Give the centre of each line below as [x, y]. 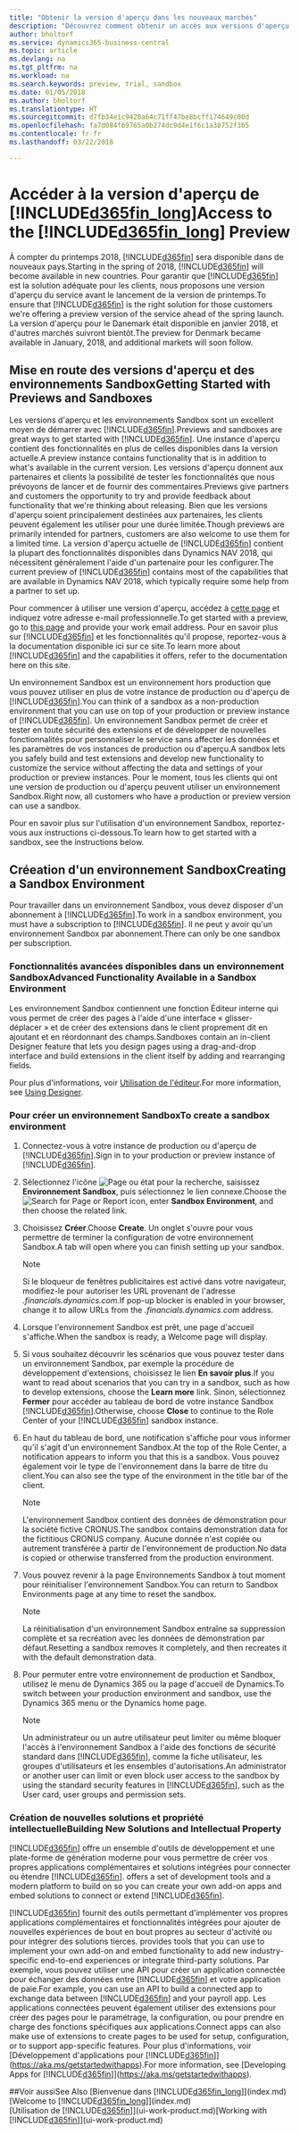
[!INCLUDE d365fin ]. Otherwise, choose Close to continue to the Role [148, 1410]
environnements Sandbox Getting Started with [140, 385]
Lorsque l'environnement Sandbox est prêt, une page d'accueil [138, 1326]
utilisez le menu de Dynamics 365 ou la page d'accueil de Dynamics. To [153, 1684]
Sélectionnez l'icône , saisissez [141, 1182]
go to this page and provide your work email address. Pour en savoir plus [144, 627]
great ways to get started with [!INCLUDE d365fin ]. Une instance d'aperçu [145, 439]
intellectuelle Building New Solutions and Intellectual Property [146, 1829]
